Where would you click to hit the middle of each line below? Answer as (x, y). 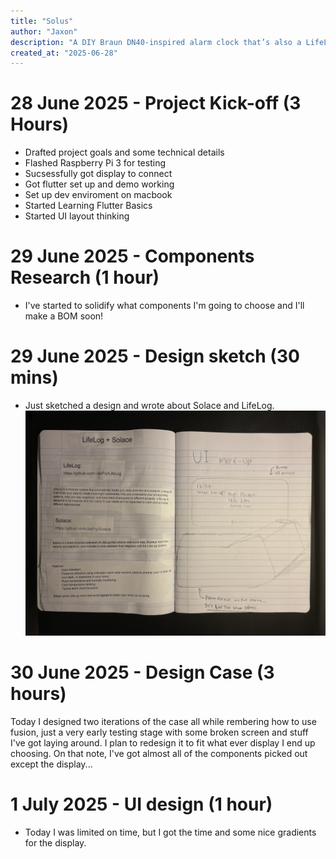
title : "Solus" (42, 21)
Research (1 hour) (85, 277)
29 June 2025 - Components (132, 256)
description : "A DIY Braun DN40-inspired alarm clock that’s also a (156, 42)
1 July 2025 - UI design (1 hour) (141, 804)
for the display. (55, 843)
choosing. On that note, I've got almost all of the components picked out (159, 754)
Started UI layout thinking (77, 216)
